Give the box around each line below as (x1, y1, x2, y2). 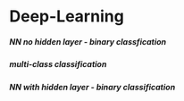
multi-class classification (9, 59, 107, 70)
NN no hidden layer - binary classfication (9, 36, 167, 46)
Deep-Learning (9, 6, 125, 27)
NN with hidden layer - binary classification (9, 81, 176, 92)
